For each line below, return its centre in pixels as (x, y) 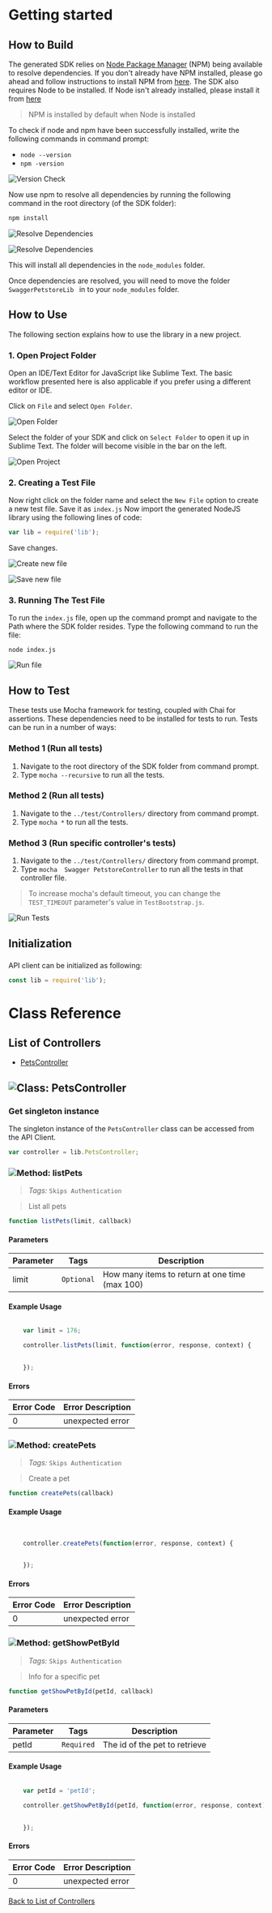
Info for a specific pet (64, 1676)
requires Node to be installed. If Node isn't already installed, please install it (134, 90)
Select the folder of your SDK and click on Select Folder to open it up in (129, 437)
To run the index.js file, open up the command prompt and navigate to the (133, 618)
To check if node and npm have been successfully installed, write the (124, 130)
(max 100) (123, 1285)
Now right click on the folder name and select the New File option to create (134, 500)
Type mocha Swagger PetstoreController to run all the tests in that (132, 869)
